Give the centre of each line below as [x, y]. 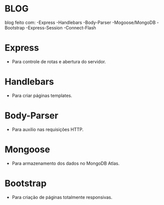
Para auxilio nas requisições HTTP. [48, 129]
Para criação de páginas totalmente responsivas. [62, 197]
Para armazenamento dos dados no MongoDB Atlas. [66, 163]
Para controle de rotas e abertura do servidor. [59, 61]
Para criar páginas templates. [42, 96]
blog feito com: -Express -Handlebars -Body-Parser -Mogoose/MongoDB [80, 22]
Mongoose [27, 149]
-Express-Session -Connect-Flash [61, 27]
